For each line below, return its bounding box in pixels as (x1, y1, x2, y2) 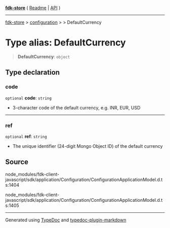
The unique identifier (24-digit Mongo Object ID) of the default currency (12, 143, 163, 149)
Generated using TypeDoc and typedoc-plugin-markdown (5, 217, 126, 223)
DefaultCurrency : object (17, 53, 70, 60)
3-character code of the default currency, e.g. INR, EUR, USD (12, 104, 141, 110)
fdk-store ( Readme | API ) (5, 5, 61, 11)
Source (5, 158, 29, 166)
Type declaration (5, 68, 60, 77)
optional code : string (5, 95, 52, 101)
